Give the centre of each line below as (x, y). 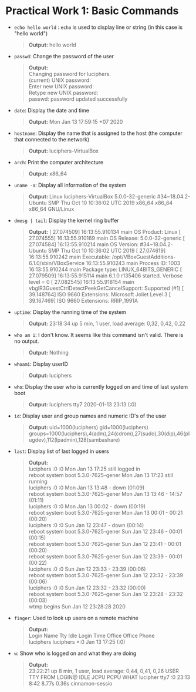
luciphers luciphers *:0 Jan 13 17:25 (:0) (77, 642)
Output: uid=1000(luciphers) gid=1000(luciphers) (89, 427)
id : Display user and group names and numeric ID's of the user (90, 416)
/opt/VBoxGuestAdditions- (144, 257)
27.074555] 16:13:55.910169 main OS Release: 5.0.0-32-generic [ (107, 238)
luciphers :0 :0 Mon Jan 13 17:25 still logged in (84, 469)
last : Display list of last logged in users (61, 451)
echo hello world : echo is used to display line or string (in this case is (98, 27)
